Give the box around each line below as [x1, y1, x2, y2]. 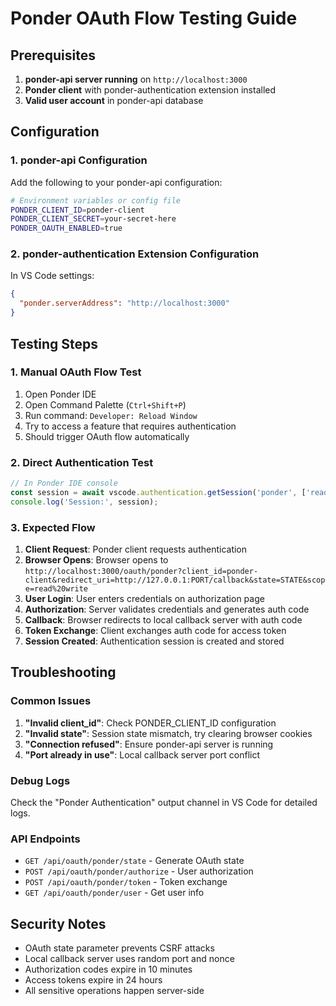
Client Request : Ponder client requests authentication [24, 543, 248, 556]
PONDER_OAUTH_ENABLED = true [10, 223, 123, 234]
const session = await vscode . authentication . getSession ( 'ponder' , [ [10, 487, 307, 497]
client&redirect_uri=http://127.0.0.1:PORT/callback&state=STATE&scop [24, 575, 326, 586]
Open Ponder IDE [24, 388, 97, 400]
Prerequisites [10, 47, 96, 64]
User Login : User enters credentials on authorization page [24, 593, 265, 605]
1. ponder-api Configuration [10, 153, 148, 167]
